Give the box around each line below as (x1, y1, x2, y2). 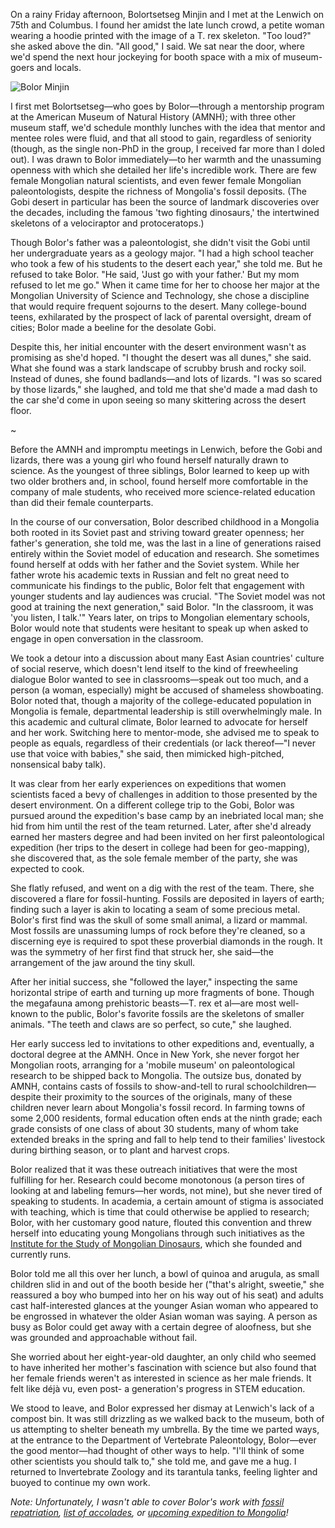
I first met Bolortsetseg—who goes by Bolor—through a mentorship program (10, 100, 325, 112)
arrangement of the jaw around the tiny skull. (10, 957, 196, 968)
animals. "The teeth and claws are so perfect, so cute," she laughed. (10, 1019, 292, 1030)
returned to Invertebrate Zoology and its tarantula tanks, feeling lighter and (10, 1466, 318, 1478)
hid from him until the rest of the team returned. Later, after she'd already (10, 820, 312, 832)
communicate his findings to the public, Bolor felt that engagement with (10, 580, 305, 591)
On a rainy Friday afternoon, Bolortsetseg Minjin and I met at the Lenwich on (10, 9, 325, 20)
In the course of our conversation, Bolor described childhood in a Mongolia (10, 516, 320, 528)
